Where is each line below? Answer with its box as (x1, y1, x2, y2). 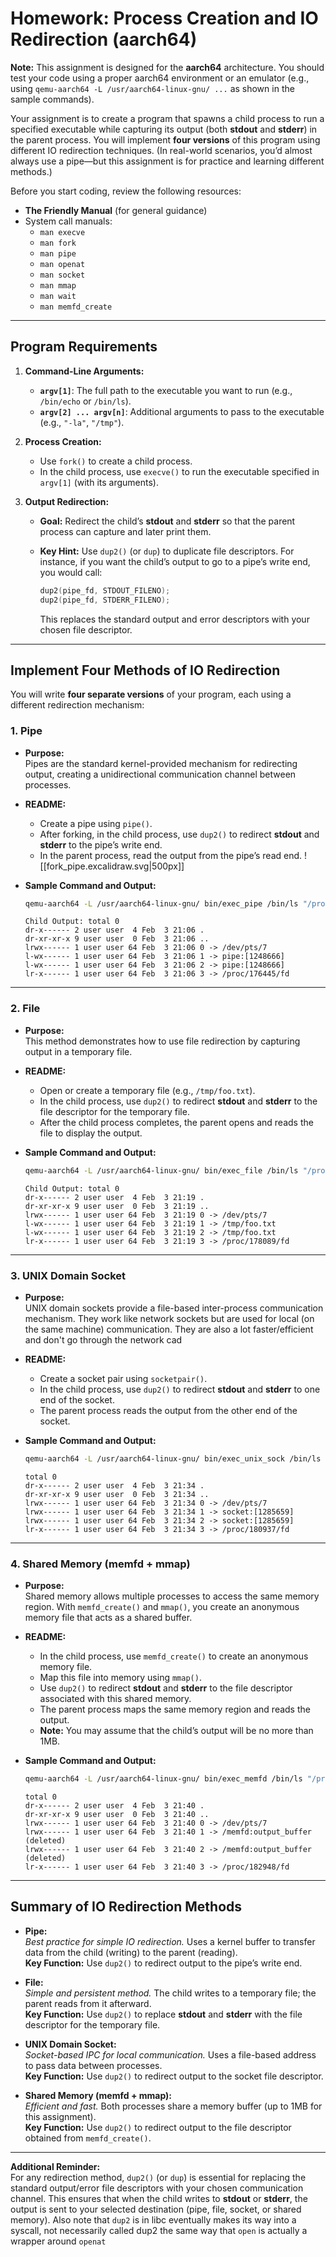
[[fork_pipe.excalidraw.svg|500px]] (39, 860, 185, 872)
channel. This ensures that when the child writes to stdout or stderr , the (10, 2192, 308, 2204)
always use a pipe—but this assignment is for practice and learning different (10, 155, 325, 167)
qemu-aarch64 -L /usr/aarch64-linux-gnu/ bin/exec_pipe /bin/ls (24, 898, 299, 909)
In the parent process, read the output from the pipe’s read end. (39, 849, 303, 861)
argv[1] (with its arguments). (39, 476, 160, 488)
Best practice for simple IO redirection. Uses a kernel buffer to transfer (24, 1935, 316, 1947)
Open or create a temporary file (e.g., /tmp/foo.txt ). (39, 1084, 256, 1096)
